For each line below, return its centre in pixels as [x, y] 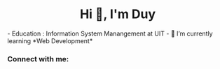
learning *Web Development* [50, 40]
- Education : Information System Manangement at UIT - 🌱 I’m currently [110, 33]
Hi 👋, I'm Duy [118, 14]
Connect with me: [38, 59]
